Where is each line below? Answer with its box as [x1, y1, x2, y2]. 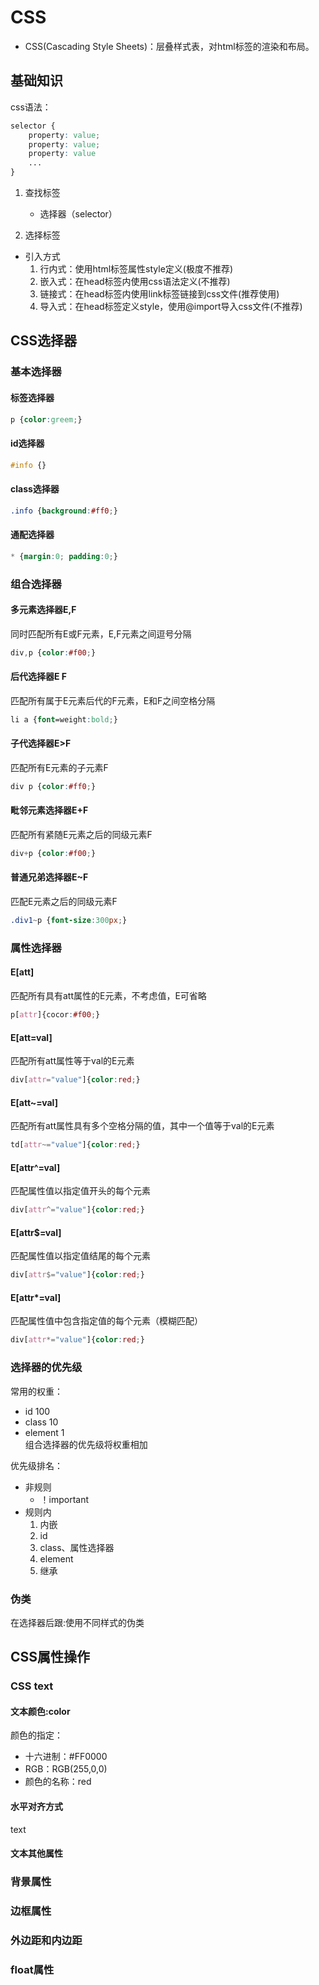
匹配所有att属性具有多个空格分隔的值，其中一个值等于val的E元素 [10, 1120, 275, 1132]
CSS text [10, 1679, 54, 1693]
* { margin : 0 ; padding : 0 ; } [10, 551, 118, 561]
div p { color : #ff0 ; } [10, 781, 97, 791]
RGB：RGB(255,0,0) [24, 1763, 108, 1775]
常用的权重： [10, 1385, 63, 1397]
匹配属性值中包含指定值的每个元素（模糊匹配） [10, 1315, 203, 1327]
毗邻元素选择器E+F [10, 804, 89, 816]
